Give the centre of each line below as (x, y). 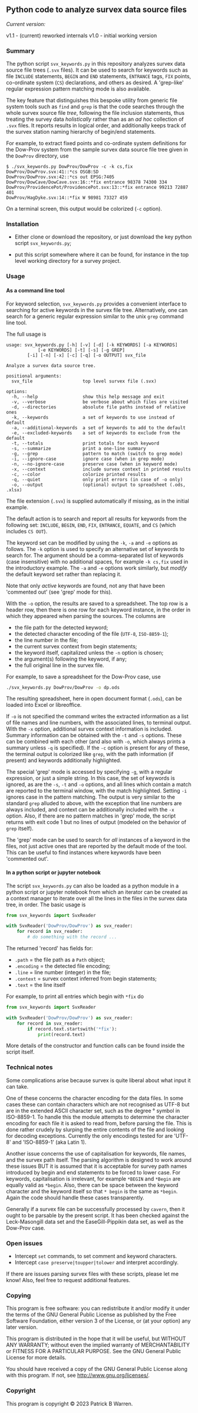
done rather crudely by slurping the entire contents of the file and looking (95, 1129)
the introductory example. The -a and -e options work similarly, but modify (97, 568)
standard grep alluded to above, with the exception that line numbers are (94, 803)
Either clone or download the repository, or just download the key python (103, 237)
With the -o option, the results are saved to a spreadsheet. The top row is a (97, 603)
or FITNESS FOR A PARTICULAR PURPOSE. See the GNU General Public (94, 1351)
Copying (19, 1295)
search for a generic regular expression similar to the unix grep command (95, 316)
